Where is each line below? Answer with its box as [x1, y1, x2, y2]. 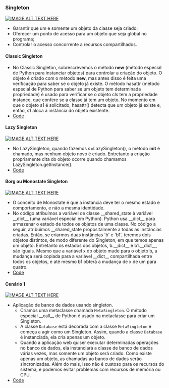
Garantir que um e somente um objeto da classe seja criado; [12, 25, 138, 31]
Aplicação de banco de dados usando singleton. [12, 302, 114, 308]
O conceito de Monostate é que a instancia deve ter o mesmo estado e [12, 199, 160, 205]
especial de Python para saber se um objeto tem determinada [12, 85, 141, 92]
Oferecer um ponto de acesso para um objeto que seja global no [12, 31, 147, 37]
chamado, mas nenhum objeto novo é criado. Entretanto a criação [12, 151, 150, 157]
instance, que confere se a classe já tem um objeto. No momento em [12, 97, 156, 103]
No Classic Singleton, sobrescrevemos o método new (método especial [12, 64, 162, 70]
